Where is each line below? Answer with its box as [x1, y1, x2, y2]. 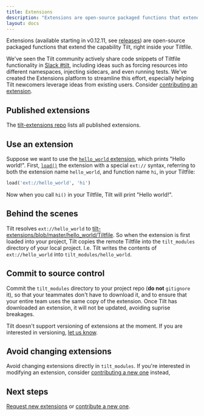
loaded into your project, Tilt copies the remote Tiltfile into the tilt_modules [6, 238, 195, 245]
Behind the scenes [6, 208, 78, 219]
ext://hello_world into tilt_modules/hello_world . [6, 250, 132, 258]
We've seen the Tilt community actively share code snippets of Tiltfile [6, 55, 181, 63]
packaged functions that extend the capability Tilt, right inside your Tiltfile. [6, 43, 193, 51]
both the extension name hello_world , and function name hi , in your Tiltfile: [6, 168, 195, 175]
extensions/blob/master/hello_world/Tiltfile [6, 231, 114, 238]
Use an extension [6, 139, 73, 149]
